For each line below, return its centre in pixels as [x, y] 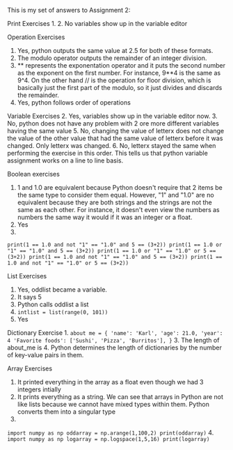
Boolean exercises [34, 174]
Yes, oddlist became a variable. [62, 290]
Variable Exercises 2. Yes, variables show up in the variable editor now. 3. [112, 116]
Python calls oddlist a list [53, 304]
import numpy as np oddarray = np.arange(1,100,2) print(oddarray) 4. [111, 433]
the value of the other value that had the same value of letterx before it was [115, 138]
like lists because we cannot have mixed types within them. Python [113, 404]
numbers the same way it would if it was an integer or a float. [105, 217]
